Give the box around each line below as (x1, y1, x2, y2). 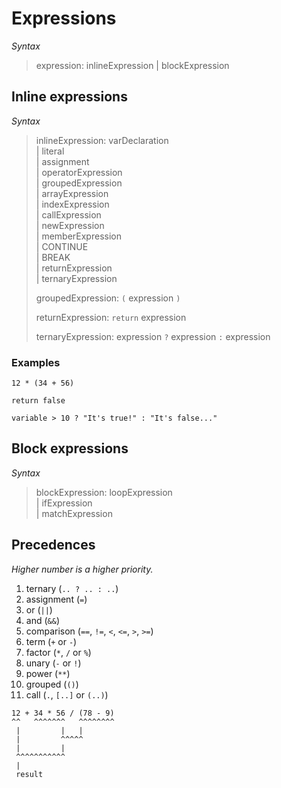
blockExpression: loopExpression (35, 486, 173, 498)
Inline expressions (11, 88, 128, 106)
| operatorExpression (35, 166, 123, 178)
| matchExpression (35, 507, 113, 519)
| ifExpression (35, 497, 93, 509)
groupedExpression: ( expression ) (35, 292, 181, 304)
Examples (11, 355, 61, 369)
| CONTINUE (35, 240, 89, 252)
